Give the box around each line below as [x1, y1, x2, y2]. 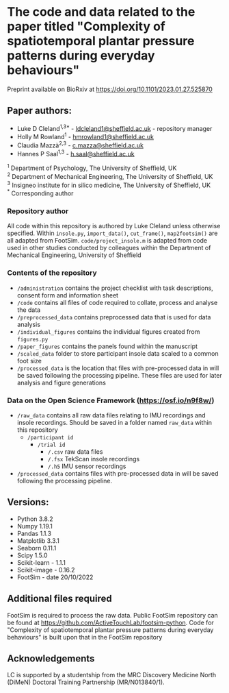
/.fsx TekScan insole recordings [47, 454, 140, 463]
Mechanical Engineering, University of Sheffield [7, 251, 142, 259]
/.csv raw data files [47, 447, 103, 456]
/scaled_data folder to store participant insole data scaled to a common [16, 349, 219, 357]
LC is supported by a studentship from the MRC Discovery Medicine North [7, 671, 217, 679]
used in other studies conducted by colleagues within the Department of [7, 244, 211, 252]
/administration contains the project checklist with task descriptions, [16, 284, 213, 292]
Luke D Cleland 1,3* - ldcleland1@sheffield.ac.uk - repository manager [16, 123, 213, 132]
